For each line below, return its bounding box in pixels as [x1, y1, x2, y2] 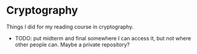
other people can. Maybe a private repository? [14, 41, 130, 48]
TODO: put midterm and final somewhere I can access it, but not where [14, 34, 191, 42]
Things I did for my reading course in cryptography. [6, 23, 134, 30]
